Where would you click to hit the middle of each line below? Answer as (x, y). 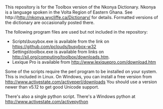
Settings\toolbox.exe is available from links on (58, 52)
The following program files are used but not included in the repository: (76, 32)
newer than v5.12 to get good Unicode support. (52, 87)
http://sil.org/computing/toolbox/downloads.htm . (61, 57)
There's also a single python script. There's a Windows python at (70, 96)
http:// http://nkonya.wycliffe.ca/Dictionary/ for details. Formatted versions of (81, 17)
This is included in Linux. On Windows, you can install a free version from (79, 77)
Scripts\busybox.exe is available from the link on (61, 41)
